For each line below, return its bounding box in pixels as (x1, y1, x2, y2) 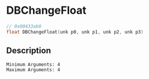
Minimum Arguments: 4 (6, 61, 61, 68)
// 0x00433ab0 (6, 23, 42, 29)
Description (6, 45, 51, 56)
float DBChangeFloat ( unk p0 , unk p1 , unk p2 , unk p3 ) (6, 29, 144, 35)
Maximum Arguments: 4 (6, 66, 61, 72)
